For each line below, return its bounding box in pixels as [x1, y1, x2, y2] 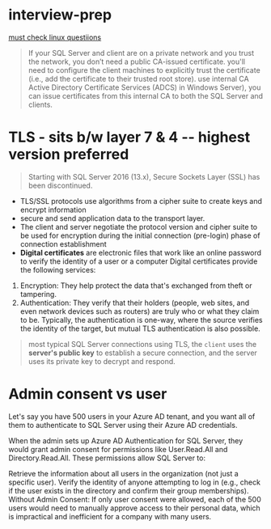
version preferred [8, 146, 129, 163]
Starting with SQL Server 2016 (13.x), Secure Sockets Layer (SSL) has [28, 171, 260, 181]
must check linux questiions [8, 32, 102, 42]
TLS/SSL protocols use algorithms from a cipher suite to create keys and [19, 196, 263, 205]
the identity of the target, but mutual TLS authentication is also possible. [19, 324, 260, 333]
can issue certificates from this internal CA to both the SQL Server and [28, 91, 264, 100]
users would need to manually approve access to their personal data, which [8, 503, 260, 513]
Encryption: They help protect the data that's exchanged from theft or [19, 281, 252, 290]
